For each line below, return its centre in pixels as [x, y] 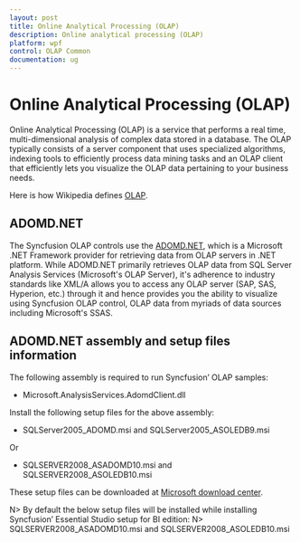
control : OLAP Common [50, 52]
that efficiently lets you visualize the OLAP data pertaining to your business [149, 167]
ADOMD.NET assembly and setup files [120, 342]
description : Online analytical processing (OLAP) [107, 34]
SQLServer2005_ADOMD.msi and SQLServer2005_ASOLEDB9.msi [146, 430]
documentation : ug [44, 60]
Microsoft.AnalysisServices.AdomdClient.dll [104, 395]
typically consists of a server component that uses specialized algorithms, [148, 148]
